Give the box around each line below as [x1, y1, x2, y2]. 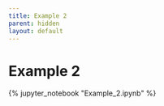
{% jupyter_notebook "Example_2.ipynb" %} [8, 88, 157, 98]
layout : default [8, 27, 63, 35]
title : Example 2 [8, 11, 67, 20]
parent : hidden [8, 19, 60, 28]
